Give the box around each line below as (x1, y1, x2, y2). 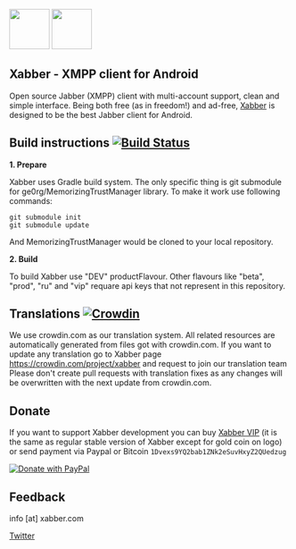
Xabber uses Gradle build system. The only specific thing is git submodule (9, 176, 283, 187)
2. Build (9, 253, 38, 264)
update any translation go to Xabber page (9, 349, 162, 359)
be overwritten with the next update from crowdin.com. (9, 377, 212, 388)
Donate (9, 403, 51, 418)
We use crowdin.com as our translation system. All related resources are (9, 330, 275, 341)
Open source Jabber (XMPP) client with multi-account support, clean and (9, 90, 280, 101)
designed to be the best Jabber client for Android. (9, 109, 193, 120)
